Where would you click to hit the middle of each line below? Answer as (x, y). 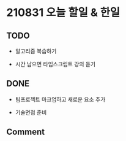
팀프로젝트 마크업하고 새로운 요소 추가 (60, 99)
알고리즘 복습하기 (36, 51)
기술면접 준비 (31, 112)
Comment (26, 132)
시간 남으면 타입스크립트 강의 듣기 (55, 64)
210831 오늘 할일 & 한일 (63, 13)
